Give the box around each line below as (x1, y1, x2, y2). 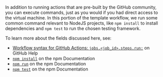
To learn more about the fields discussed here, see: (5, 35, 112, 41)
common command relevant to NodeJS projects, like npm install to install (5, 20, 158, 26)
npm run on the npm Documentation (12, 61, 86, 66)
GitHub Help (12, 50, 38, 56)
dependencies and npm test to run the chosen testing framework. (5, 25, 141, 31)
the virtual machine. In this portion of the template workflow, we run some (5, 15, 158, 20)
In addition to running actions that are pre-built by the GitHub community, (5, 4, 157, 10)
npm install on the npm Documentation (12, 55, 95, 61)
